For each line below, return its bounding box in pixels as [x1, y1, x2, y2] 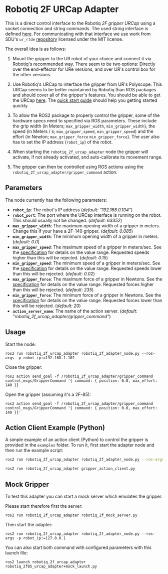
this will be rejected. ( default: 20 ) [12, 303, 81, 309]
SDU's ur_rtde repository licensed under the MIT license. [5, 36, 123, 42]
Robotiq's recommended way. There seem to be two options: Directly [12, 61, 156, 67]
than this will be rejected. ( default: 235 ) [12, 286, 94, 293]
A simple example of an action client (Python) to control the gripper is [5, 437, 148, 443]
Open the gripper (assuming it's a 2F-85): [5, 391, 91, 397]
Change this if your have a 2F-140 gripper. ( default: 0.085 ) [12, 228, 133, 234]
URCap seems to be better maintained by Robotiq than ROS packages [12, 86, 156, 92]
